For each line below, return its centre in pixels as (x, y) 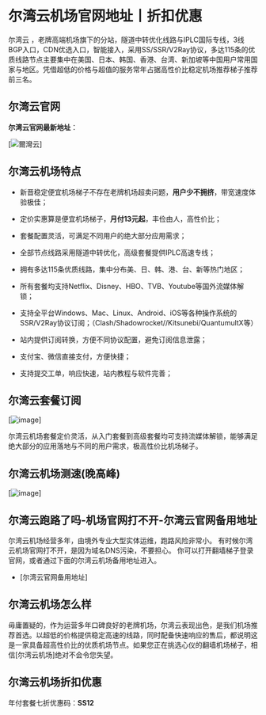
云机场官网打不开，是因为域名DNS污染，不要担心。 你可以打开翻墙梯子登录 (131, 550)
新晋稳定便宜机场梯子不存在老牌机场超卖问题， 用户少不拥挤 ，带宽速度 (134, 192)
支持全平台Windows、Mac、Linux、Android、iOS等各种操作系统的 (128, 313)
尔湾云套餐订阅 (45, 400)
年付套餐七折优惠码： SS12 (51, 702)
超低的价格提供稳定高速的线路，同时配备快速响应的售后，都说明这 (150, 635)
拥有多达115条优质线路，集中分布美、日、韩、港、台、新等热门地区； (132, 269)
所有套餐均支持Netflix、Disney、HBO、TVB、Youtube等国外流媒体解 (132, 286)
